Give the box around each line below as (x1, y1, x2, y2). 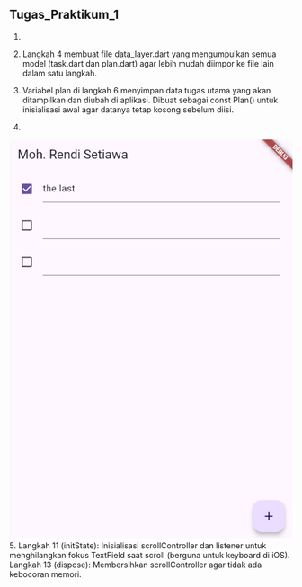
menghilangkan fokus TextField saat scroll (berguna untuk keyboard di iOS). (9, 550, 290, 561)
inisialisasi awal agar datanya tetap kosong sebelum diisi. (22, 103, 235, 115)
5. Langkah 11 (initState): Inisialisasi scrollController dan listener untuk (9, 540, 267, 551)
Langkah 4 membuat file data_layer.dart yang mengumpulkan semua (22, 49, 277, 59)
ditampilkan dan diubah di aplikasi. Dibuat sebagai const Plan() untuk (22, 94, 279, 105)
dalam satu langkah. (22, 67, 97, 78)
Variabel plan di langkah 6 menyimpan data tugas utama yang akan (22, 84, 271, 95)
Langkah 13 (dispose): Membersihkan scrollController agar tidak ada (9, 559, 262, 570)
